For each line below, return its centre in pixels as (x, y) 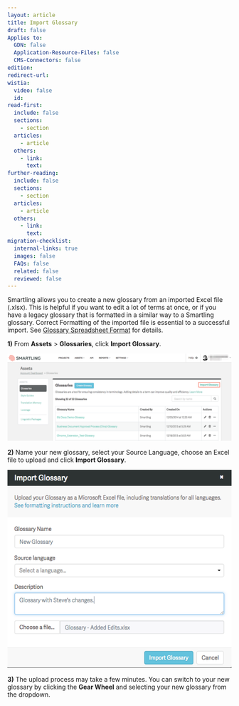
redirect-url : (28, 75)
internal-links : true (46, 248)
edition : (20, 68)
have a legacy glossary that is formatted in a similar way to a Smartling (111, 315)
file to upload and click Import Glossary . (67, 460)
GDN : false (30, 45)
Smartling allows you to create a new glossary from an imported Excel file (115, 300)
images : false (34, 256)
